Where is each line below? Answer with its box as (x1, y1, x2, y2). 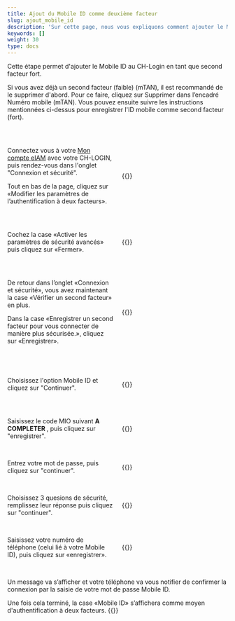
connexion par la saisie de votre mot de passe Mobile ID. (7, 585, 171, 593)
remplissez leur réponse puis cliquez (7, 501, 113, 509)
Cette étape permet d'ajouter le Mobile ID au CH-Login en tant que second (7, 62, 222, 70)
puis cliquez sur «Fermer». (7, 245, 85, 253)
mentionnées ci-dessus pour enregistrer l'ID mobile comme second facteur (7, 106, 224, 114)
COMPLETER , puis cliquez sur (7, 425, 96, 432)
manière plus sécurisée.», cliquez (7, 329, 104, 337)
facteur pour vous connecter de (7, 322, 99, 330)
